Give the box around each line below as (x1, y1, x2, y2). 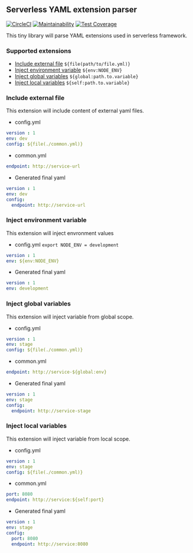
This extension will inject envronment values (6, 229, 114, 236)
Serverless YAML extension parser (6, 5, 138, 15)
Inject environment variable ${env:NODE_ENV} (14, 66, 123, 73)
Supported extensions (6, 47, 72, 55)
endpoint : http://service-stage (11, 408, 91, 414)
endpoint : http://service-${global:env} (6, 369, 107, 375)
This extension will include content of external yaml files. (6, 107, 145, 114)
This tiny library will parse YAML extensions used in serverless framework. (6, 32, 188, 39)
